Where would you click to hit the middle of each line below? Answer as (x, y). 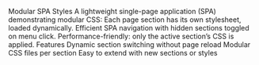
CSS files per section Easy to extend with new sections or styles (113, 53)
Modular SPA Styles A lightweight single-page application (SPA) (112, 11)
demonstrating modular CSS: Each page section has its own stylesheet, (125, 20)
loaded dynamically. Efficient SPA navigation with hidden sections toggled (129, 28)
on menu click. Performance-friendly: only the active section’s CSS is (121, 36)
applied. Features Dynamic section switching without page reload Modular (129, 45)
